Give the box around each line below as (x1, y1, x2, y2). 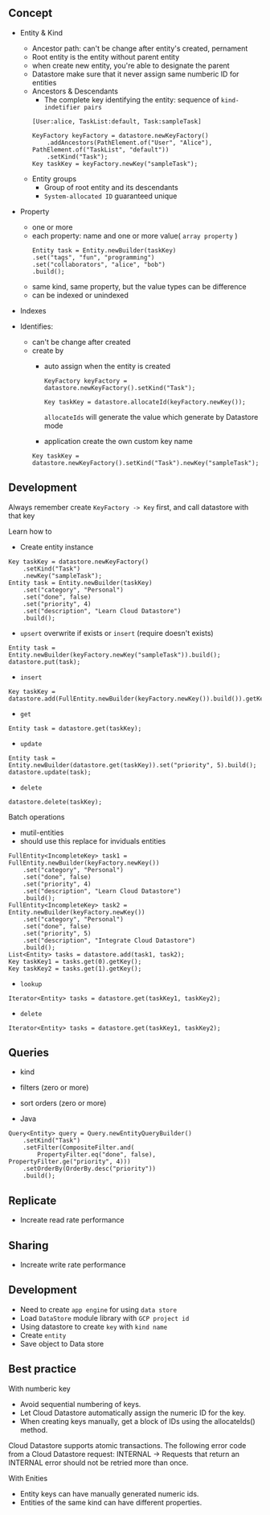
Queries (8, 1046, 50, 1060)
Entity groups (31, 173, 77, 184)
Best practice (8, 1362, 77, 1376)
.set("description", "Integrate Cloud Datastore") (22, 936, 196, 944)
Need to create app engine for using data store (19, 1305, 178, 1314)
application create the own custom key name (43, 436, 193, 446)
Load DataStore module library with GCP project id (19, 1313, 190, 1322)
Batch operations (8, 811, 65, 821)
